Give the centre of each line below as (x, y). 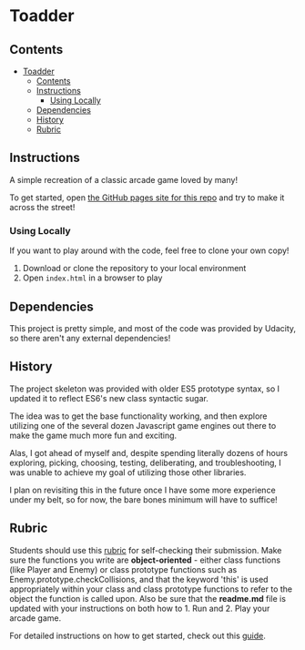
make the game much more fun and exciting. (93, 435)
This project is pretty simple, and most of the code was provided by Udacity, (153, 328)
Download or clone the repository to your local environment (134, 269)
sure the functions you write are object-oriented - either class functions (145, 560)
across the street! (42, 207)
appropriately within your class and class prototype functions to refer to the (151, 589)
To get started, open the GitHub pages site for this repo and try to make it (147, 198)
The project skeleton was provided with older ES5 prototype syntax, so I (145, 389)
